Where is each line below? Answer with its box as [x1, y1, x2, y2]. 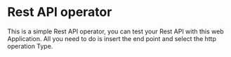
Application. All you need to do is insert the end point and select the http [7, 34, 216, 42]
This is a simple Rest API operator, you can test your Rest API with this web [7, 27, 225, 35]
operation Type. [7, 42, 53, 50]
